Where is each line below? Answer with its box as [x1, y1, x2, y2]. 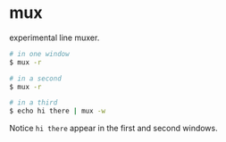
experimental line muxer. [9, 32, 100, 43]
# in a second [9, 74, 63, 83]
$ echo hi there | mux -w [9, 106, 105, 116]
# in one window [9, 49, 70, 58]
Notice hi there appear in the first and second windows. [9, 123, 218, 134]
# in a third [9, 98, 58, 107]
